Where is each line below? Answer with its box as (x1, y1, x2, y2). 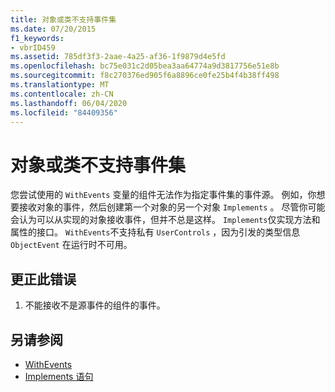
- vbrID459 (10, 42, 56, 53)
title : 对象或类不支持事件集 (10, 14, 117, 25)
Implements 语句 (24, 370, 94, 382)
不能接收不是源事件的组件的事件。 (24, 299, 166, 311)
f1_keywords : (10, 33, 65, 43)
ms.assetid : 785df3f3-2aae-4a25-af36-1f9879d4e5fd (10, 52, 226, 62)
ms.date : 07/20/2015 (10, 24, 97, 34)
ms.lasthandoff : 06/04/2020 (10, 98, 128, 108)
